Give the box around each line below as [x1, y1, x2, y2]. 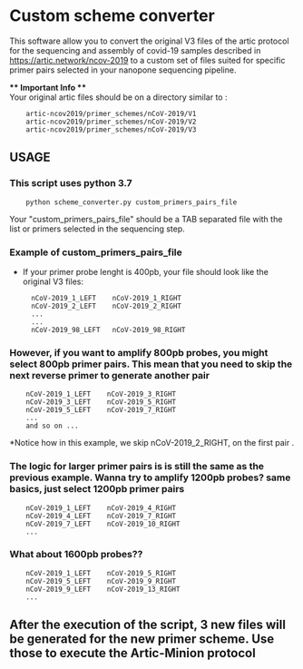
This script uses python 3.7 [9, 177, 133, 190]
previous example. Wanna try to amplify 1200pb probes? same [9, 471, 291, 484]
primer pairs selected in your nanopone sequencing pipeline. [9, 64, 237, 75]
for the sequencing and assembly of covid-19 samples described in [9, 44, 261, 55]
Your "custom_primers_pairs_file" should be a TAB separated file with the [9, 213, 283, 224]
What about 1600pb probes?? [9, 548, 143, 561]
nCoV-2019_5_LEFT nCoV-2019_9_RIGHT [25, 576, 177, 585]
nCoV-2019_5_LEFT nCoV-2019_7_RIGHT [25, 406, 177, 415]
